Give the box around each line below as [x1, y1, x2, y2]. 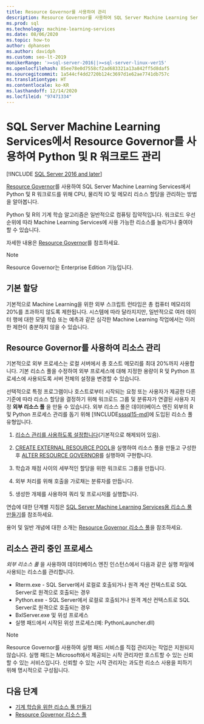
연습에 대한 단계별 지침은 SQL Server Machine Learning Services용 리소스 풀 [6, 504, 192, 511]
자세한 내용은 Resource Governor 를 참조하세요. [6, 239, 120, 246]
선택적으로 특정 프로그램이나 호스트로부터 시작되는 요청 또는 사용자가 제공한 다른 [6, 388, 196, 395]
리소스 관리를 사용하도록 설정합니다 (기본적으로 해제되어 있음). [15, 431, 161, 439]
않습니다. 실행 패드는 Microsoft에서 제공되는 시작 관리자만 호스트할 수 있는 [6, 651, 182, 659]
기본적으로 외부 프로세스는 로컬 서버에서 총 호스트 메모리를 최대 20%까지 [6, 360, 178, 367]
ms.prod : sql [6, 20, 39, 26]
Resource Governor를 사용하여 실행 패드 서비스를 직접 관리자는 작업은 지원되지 [6, 644, 194, 651]
